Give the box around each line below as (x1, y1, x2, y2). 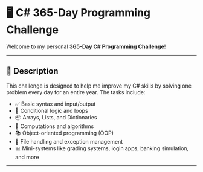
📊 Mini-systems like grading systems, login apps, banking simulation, (14, 144, 189, 152)
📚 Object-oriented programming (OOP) (14, 129, 114, 136)
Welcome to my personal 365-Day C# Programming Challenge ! (6, 43, 166, 50)
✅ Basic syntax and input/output (14, 100, 96, 107)
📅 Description (6, 66, 59, 77)
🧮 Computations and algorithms (14, 123, 94, 130)
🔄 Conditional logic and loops (14, 107, 89, 114)
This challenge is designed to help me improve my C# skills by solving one (6, 82, 192, 89)
